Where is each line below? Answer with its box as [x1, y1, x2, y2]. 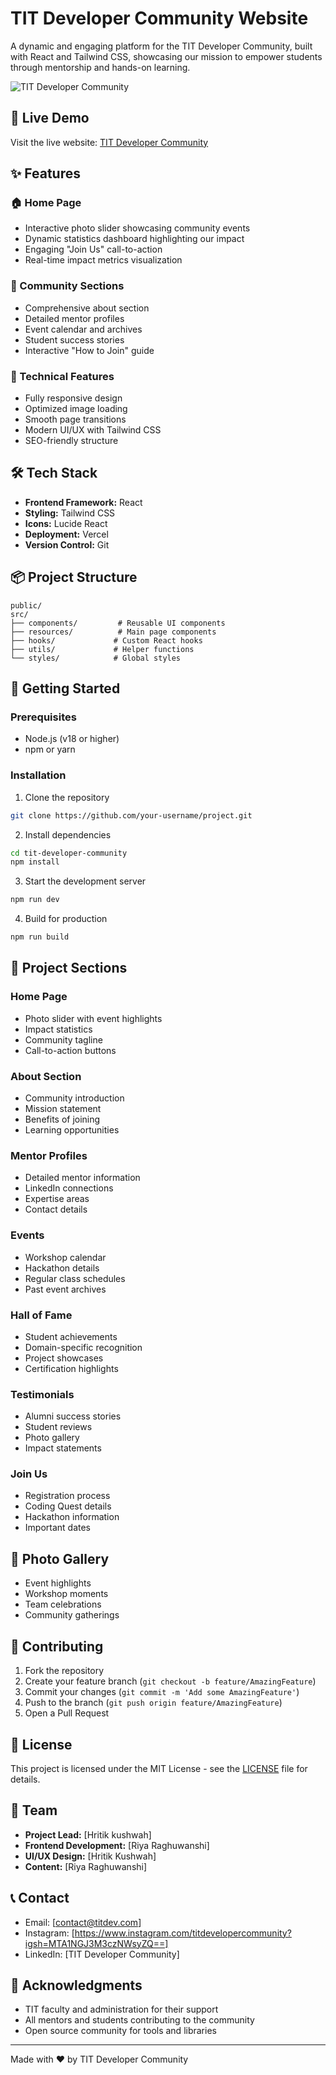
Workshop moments [24, 1588, 109, 1600]
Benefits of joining [24, 1113, 101, 1125]
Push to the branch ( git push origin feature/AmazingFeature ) [24, 1697, 283, 1709]
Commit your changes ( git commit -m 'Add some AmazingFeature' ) [24, 1686, 300, 1698]
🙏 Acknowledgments [10, 1977, 143, 1994]
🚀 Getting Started [10, 680, 121, 697]
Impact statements [24, 1442, 102, 1454]
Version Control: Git [24, 538, 110, 551]
